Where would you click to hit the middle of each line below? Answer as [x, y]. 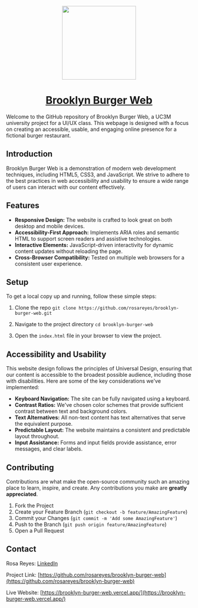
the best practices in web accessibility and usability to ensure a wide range [97, 180]
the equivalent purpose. [44, 424]
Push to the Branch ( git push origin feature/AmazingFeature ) [90, 524]
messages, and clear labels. [49, 449]
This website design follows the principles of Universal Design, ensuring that [99, 369]
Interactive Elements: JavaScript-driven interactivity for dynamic [94, 245]
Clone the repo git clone [45, 308]
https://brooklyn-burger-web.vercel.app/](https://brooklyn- [114, 592]
